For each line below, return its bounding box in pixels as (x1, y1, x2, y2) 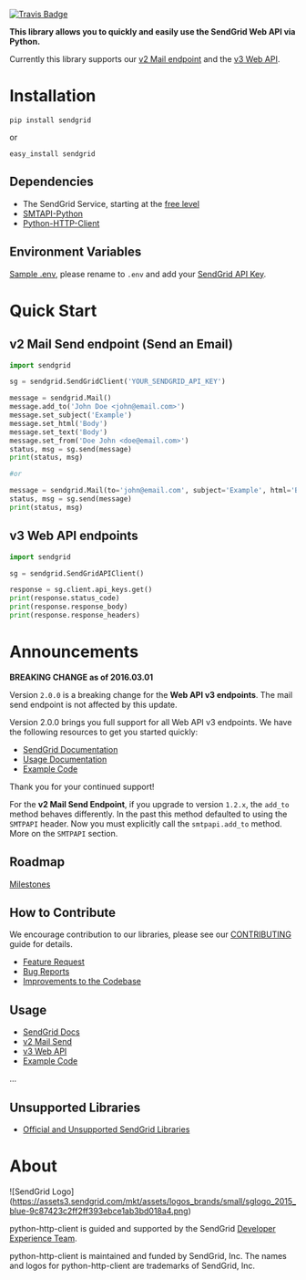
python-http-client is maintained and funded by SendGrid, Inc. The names (9, 1251, 287, 1261)
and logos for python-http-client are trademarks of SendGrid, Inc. (9, 1260, 256, 1271)
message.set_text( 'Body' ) (9, 427, 107, 437)
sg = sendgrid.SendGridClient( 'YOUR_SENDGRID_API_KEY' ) (9, 377, 226, 387)
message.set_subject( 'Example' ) (9, 411, 132, 420)
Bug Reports (22, 966, 70, 977)
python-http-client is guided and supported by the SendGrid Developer (9, 1223, 276, 1233)
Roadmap (9, 854, 66, 870)
